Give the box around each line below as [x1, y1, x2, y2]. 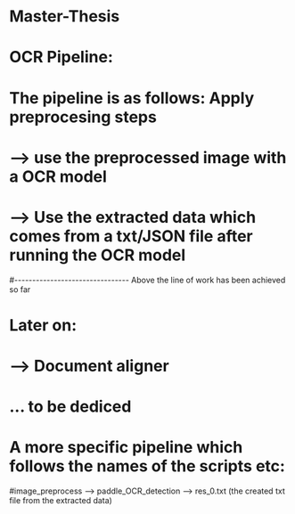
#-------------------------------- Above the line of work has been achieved [9, 274, 286, 285]
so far [9, 283, 31, 295]
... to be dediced [9, 396, 132, 417]
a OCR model [9, 167, 107, 186]
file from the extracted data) [9, 495, 113, 506]
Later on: [9, 314, 78, 335]
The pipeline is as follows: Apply [9, 87, 255, 108]
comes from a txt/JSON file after [9, 225, 254, 246]
